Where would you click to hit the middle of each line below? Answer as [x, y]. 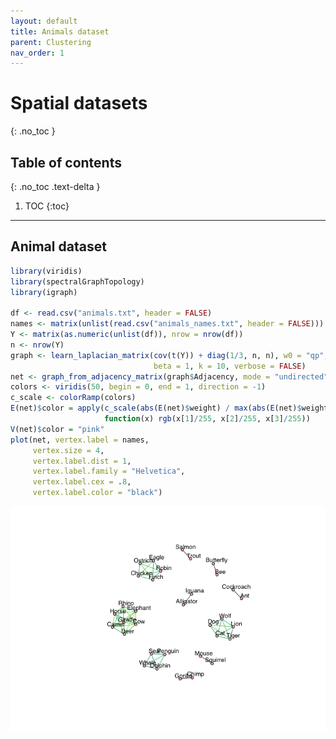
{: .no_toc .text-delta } [55, 186]
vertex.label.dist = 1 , [82, 461]
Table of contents [66, 162]
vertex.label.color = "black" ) [97, 493]
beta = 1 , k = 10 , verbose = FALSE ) [230, 366]
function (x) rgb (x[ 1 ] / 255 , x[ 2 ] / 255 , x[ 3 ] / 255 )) [207, 419]
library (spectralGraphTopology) [77, 281]
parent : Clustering [51, 42]
